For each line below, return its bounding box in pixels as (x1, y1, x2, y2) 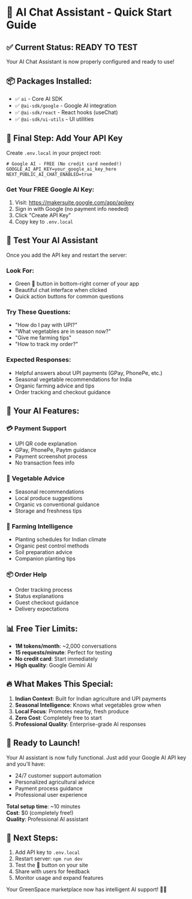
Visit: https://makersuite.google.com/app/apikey (14, 198, 134, 206)
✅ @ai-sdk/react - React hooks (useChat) (14, 108, 118, 116)
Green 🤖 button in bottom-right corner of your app (14, 280, 139, 287)
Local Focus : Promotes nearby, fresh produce (14, 707, 129, 715)
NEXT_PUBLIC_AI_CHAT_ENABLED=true (6, 171, 93, 177)
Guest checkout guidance (14, 599, 79, 606)
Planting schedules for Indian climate (14, 535, 107, 543)
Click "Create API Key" (14, 212, 71, 219)
